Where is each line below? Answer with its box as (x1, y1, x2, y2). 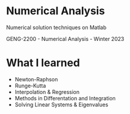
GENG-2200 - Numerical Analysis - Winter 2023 (6, 35, 125, 42)
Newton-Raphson (14, 75, 58, 83)
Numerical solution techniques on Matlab (6, 24, 107, 31)
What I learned (6, 56, 80, 69)
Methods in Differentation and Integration (14, 94, 116, 102)
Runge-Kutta (14, 82, 46, 89)
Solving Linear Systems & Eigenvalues (14, 101, 109, 108)
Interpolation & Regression (14, 88, 80, 96)
